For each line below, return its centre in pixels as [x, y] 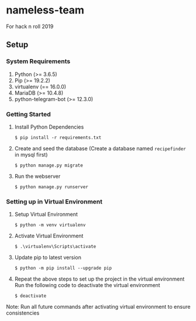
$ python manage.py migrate [49, 165]
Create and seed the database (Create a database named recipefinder [100, 148]
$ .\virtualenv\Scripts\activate [55, 247]
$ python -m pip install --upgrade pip [63, 268]
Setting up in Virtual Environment [54, 201]
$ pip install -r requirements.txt [58, 137]
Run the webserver [37, 176]
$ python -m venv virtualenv [50, 225]
